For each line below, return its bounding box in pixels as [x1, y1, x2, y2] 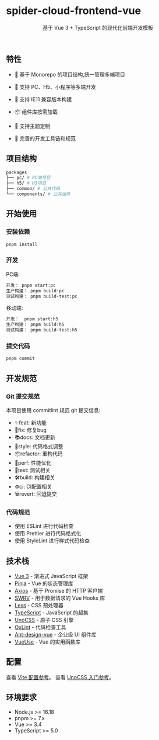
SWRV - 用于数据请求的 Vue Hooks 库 [14, 594, 105, 601]
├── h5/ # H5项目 [6, 180, 47, 186]
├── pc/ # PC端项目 [6, 175, 51, 181]
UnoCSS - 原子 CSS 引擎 [14, 617, 74, 624]
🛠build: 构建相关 [14, 473, 55, 480]
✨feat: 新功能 [14, 419, 47, 426]
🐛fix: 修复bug [14, 426, 47, 433]
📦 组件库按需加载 [14, 108, 58, 115]
